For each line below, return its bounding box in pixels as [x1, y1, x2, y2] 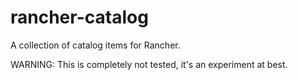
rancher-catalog [10, 6, 149, 29]
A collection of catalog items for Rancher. [10, 39, 181, 51]
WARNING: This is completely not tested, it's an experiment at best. [10, 58, 288, 70]
